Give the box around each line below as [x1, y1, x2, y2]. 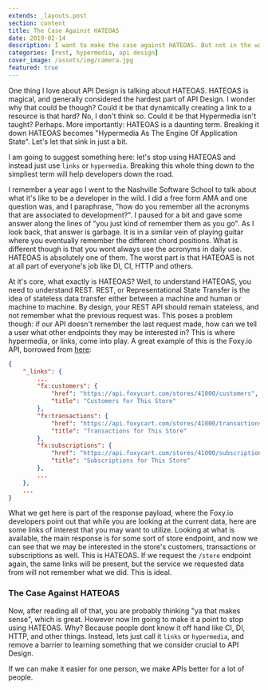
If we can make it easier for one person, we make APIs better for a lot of [8, 664, 245, 673]
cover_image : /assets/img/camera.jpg [8, 57, 134, 65]
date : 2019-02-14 [8, 34, 66, 42]
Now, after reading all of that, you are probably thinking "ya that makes [8, 605, 241, 616]
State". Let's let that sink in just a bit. [8, 137, 128, 146]
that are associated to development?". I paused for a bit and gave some [8, 209, 242, 220]
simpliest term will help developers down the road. [8, 169, 174, 178]
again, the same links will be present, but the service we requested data [8, 559, 245, 568]
